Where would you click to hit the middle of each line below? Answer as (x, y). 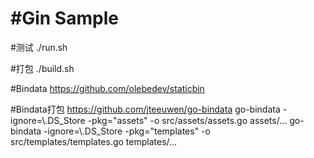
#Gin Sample (64, 18)
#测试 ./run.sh (39, 47)
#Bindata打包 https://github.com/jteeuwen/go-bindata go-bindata (145, 109)
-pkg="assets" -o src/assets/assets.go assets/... (187, 120)
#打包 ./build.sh (42, 68)
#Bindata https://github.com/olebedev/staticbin (107, 88)
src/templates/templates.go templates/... (94, 141)
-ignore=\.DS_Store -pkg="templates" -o (127, 131)
